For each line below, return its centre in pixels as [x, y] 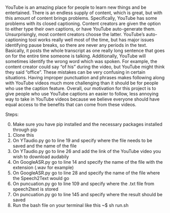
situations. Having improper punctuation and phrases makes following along [85, 78]
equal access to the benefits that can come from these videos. [71, 104]
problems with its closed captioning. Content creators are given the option [83, 23]
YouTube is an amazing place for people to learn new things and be [76, 7]
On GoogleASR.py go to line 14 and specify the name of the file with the [88, 162]
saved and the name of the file [45, 146]
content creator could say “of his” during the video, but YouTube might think [85, 67]
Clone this [23, 135]
